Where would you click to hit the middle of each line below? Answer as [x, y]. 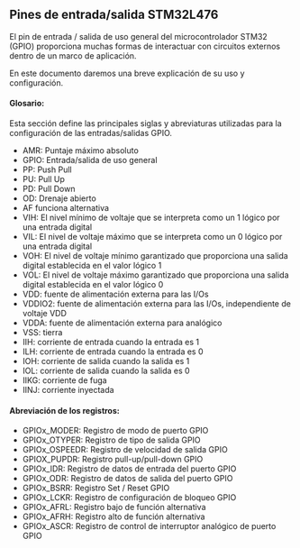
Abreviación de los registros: [64, 410]
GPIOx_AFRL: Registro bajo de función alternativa [114, 507]
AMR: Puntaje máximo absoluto [81, 151]
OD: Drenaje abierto [59, 198]
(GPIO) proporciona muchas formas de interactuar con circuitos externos [145, 46]
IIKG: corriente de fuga [64, 380]
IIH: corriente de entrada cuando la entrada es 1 [111, 342]
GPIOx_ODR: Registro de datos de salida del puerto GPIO [127, 479]
